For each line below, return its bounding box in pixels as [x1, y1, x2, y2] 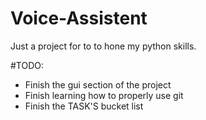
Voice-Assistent [10, 7, 148, 30]
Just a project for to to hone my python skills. [10, 40, 197, 52]
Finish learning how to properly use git [24, 89, 184, 101]
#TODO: [10, 59, 45, 71]
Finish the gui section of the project [24, 78, 172, 91]
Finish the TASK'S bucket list [24, 100, 144, 112]
